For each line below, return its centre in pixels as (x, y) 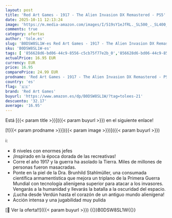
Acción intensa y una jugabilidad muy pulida (59, 200)
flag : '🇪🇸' (18, 86)
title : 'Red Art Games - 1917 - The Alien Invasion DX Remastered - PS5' (86, 15)
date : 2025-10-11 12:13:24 (34, 20)
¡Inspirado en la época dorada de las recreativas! (64, 156)
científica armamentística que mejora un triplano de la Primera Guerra (86, 178)
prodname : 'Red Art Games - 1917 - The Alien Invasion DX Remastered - (83, 77)
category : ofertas (25, 34)
